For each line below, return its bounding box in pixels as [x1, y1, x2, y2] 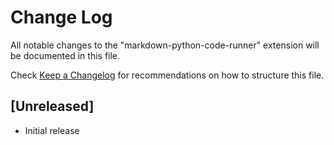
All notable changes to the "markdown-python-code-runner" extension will [10, 39, 320, 51]
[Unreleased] [10, 98, 95, 115]
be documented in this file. [10, 49, 121, 61]
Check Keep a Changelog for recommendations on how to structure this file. [10, 69, 325, 81]
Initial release [24, 124, 80, 136]
